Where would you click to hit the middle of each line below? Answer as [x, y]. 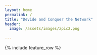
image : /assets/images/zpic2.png [44, 29]
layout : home [18, 10]
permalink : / [18, 15]
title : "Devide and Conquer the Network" [49, 19]
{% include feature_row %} [33, 48]
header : [13, 24]
